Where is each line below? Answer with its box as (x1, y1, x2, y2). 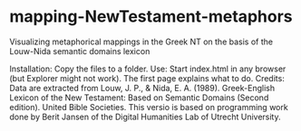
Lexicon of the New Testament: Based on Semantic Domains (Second (9, 92, 269, 103)
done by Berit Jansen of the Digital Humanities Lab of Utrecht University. (9, 111, 281, 122)
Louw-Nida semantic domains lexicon (9, 45, 150, 56)
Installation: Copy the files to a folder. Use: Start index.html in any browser (9, 63, 286, 74)
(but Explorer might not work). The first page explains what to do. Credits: (9, 72, 286, 83)
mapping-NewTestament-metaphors (9, 6, 293, 27)
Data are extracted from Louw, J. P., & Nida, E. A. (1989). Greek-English (9, 82, 275, 93)
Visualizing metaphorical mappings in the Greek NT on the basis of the (9, 36, 274, 47)
